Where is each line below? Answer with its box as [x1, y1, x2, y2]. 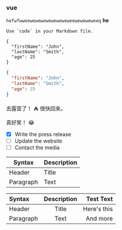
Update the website [14, 137, 63, 144]
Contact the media [14, 144, 60, 151]
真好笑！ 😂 [6, 119, 35, 126]
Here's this [83, 205, 113, 213]
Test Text [86, 195, 113, 203]
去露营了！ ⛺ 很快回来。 [6, 104, 66, 112]
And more [85, 214, 113, 222]
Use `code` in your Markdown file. [6, 28, 94, 34]
